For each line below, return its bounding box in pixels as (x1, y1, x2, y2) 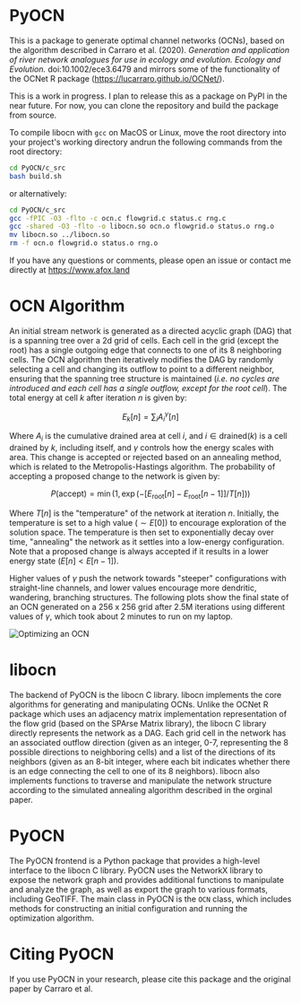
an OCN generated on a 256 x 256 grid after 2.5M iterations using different (9, 602, 285, 613)
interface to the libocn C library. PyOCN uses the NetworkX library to (9, 865, 263, 876)
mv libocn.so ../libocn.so (9, 231, 110, 240)
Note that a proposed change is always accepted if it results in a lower (9, 546, 269, 557)
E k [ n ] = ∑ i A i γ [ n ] (122, 410, 179, 424)
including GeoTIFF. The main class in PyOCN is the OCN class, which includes (9, 894, 292, 904)
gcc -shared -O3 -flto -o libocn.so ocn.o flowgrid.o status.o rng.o (9, 222, 275, 231)
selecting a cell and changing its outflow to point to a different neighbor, (9, 364, 275, 374)
